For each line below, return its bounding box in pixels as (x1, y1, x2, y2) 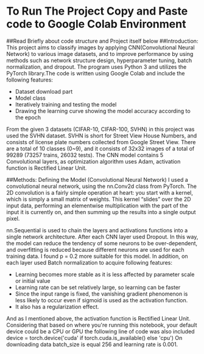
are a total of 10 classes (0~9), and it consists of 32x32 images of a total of (6, 145, 195, 152)
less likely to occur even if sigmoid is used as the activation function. (15, 296, 188, 304)
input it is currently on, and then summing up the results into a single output (6, 208, 196, 215)
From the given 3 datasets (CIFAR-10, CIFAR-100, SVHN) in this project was (6, 125, 195, 133)
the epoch (15, 114, 41, 121)
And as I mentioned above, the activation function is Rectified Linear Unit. (6, 314, 191, 322)
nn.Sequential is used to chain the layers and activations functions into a (6, 226, 188, 234)
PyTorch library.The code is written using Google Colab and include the (6, 69, 185, 77)
